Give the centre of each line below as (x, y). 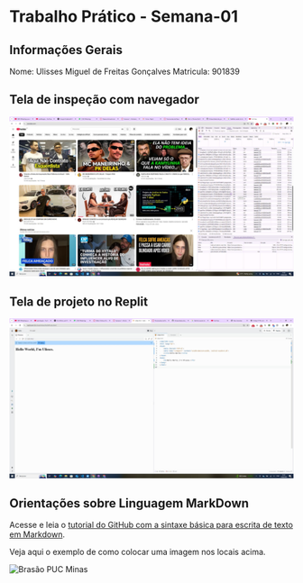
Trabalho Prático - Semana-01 (124, 17)
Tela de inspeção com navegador (105, 100)
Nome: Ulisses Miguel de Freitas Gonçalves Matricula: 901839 (125, 71)
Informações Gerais (66, 50)
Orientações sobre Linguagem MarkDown (129, 503)
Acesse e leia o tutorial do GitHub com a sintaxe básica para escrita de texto (151, 525)
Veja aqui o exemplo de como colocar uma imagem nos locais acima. (138, 552)
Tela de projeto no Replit (79, 301)
